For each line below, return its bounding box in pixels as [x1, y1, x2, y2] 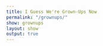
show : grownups [6, 20, 44, 26]
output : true [6, 31, 39, 37]
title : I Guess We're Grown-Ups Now [6, 8, 97, 15]
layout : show [6, 25, 39, 32]
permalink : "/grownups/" [6, 14, 68, 20]
